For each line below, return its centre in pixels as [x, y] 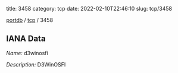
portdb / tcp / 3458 [30, 20]
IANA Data [26, 39]
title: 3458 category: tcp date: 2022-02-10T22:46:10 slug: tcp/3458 [89, 9]
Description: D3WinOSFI [36, 64]
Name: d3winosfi [27, 53]
